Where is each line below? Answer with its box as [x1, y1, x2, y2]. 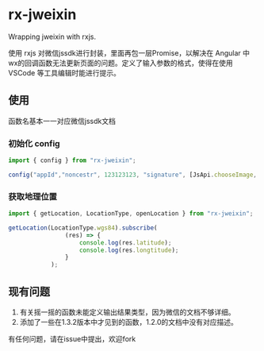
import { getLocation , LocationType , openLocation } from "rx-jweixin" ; [8, 210, 254, 218]
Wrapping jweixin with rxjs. [8, 32, 97, 41]
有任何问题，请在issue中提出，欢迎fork [8, 334, 136, 344]
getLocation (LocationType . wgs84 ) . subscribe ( [8, 224, 158, 232]
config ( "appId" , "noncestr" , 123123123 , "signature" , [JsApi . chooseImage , [8, 171, 258, 179]
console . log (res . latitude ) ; [78, 238, 172, 247]
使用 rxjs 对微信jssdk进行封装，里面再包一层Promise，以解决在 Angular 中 [8, 48, 250, 57]
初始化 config [8, 137, 61, 148]
